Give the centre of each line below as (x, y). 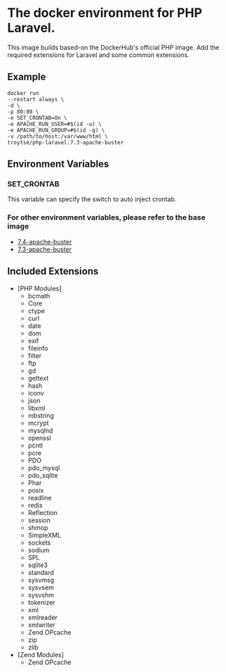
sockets (39, 543)
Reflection (42, 512)
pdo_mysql (44, 468)
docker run (23, 93)
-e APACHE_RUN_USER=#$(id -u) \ (54, 124)
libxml (36, 408)
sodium (39, 550)
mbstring (41, 415)
